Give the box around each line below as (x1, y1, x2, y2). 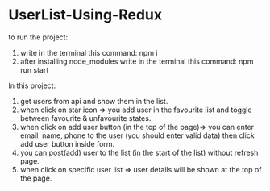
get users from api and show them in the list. (19, 96, 168, 106)
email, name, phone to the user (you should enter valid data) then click (19, 131, 255, 140)
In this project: (8, 81, 56, 90)
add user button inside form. (19, 139, 115, 148)
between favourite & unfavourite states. (19, 113, 152, 122)
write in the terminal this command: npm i (19, 48, 158, 57)
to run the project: (8, 32, 69, 42)
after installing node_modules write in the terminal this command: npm (19, 56, 254, 66)
